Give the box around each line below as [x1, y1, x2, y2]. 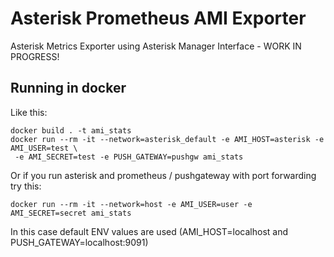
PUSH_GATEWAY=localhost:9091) [10, 236, 149, 248]
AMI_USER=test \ [10, 143, 78, 153]
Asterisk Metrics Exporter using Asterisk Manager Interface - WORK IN [10, 40, 302, 52]
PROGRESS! [10, 50, 60, 62]
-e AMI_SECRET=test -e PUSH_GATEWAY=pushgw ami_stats [14, 152, 244, 162]
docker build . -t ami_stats [10, 125, 132, 136]
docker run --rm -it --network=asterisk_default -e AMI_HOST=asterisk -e [10, 134, 325, 144]
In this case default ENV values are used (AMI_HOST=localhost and [10, 225, 289, 237]
